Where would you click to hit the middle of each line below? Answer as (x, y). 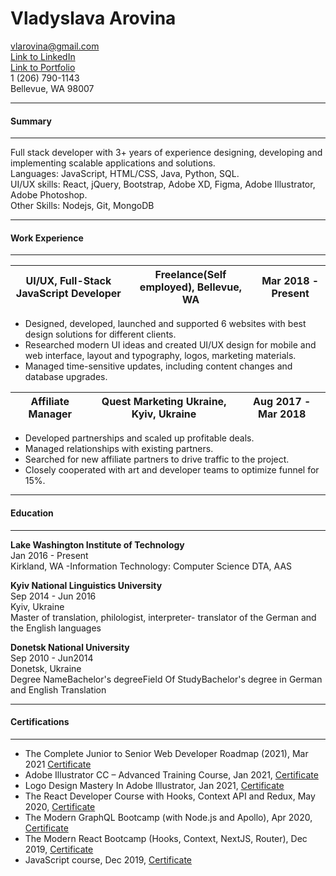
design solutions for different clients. (100, 334)
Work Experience (47, 238)
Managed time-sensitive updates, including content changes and (158, 366)
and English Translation (58, 689)
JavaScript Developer (68, 294)
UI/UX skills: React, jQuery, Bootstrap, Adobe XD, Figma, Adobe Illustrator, (163, 184)
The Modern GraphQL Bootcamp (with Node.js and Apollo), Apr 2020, (168, 817)
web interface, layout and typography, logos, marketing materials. (160, 356)
